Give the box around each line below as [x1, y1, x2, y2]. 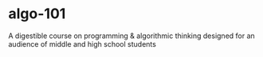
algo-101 [8, 5, 66, 23]
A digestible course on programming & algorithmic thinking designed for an [8, 31, 255, 40]
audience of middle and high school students [8, 39, 157, 48]
